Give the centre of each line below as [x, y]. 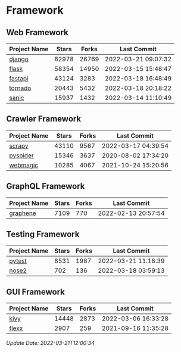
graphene [23, 213]
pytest [18, 261]
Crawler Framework [44, 119]
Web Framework [37, 32]
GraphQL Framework [46, 186]
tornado [20, 88]
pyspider [21, 155]
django [19, 59]
